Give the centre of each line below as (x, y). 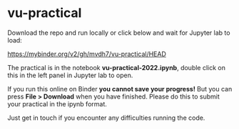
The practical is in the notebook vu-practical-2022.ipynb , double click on (117, 67)
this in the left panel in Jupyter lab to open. (70, 75)
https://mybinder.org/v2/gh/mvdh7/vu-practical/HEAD (87, 54)
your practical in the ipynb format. (57, 103)
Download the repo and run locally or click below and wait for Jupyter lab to (119, 33)
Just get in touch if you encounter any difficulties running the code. (106, 118)
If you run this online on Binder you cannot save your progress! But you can (120, 89)
